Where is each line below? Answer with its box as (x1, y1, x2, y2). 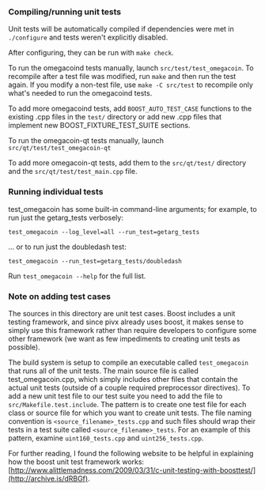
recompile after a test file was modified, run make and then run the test (8, 72, 237, 81)
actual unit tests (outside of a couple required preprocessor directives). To (8, 383, 251, 392)
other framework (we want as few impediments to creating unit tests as (8, 334, 240, 343)
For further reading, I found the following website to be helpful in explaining (8, 448, 254, 458)
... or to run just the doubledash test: (8, 242, 127, 251)
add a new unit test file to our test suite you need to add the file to (8, 391, 223, 401)
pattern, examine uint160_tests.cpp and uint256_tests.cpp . (8, 433, 204, 443)
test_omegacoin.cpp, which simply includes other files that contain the (8, 374, 239, 383)
